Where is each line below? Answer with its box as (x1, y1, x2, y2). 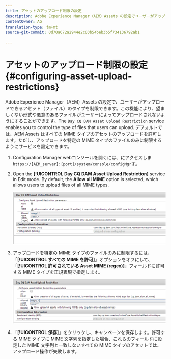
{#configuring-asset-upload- (5, 70, 132, 82)
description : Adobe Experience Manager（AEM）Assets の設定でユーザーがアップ (5, 13, 165, 19)
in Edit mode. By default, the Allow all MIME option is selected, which (12, 176, 159, 182)
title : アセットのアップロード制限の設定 (5, 8, 82, 13)
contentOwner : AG (5, 19, 42, 24)
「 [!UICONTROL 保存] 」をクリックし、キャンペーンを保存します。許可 (12, 329, 161, 336)
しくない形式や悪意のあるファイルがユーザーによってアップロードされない (5, 111, 161, 117)
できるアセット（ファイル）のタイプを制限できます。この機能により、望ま (9, 105, 165, 111)
